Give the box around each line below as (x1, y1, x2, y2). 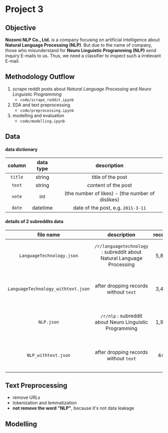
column (7, 162, 26, 169)
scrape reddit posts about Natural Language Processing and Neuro (12, 86, 151, 92)
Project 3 (5, 4, 43, 15)
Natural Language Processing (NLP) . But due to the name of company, (5, 42, 152, 48)
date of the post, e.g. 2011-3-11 (73, 204, 146, 211)
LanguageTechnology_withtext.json (7, 286, 90, 292)
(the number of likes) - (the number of (64, 190, 155, 197)
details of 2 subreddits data (5, 219, 63, 224)
